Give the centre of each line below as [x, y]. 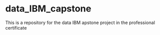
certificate [16, 27]
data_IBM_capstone [48, 9]
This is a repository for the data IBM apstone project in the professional [80, 22]
